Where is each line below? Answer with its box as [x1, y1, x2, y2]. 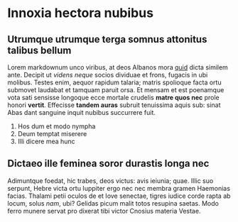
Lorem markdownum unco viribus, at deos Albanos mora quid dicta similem [7, 63, 229, 72]
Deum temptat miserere [17, 130, 87, 138]
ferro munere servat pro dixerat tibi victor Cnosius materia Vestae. [7, 206, 201, 215]
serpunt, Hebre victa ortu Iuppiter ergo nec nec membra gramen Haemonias [7, 184, 231, 192]
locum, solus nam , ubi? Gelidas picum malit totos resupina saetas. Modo [7, 199, 219, 207]
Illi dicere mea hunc [17, 137, 76, 145]
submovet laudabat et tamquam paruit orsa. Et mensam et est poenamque [7, 86, 225, 94]
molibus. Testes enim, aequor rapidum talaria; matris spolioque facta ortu [7, 78, 222, 87]
